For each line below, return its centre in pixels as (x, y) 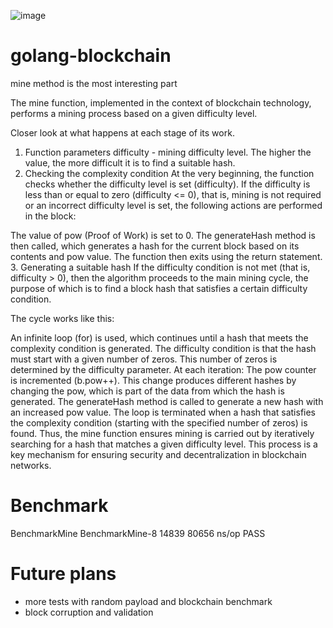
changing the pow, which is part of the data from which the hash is (147, 391)
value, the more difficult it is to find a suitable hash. (130, 162)
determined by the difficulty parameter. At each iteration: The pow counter (163, 369)
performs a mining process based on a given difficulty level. (134, 113)
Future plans (63, 574)
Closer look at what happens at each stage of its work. (122, 132)
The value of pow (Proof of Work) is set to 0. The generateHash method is (163, 235)
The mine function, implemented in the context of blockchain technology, (161, 102)
